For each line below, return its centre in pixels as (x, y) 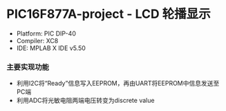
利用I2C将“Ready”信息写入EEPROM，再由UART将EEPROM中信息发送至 (118, 84)
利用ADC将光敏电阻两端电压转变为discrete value (85, 101)
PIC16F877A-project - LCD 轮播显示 (109, 14)
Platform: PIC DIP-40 (46, 33)
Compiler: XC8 (37, 40)
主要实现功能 (28, 67)
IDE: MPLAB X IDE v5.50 (51, 48)
